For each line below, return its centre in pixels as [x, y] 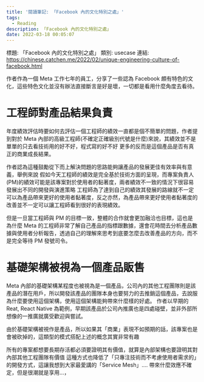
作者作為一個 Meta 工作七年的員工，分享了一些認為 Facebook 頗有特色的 [97, 79]
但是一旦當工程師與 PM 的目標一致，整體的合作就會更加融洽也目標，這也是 [100, 218]
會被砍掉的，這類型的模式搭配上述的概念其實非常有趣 [73, 337]
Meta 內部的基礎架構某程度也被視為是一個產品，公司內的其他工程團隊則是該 [101, 286]
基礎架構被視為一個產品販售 [76, 268]
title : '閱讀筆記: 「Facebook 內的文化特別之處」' [65, 12]
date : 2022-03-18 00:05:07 [40, 35]
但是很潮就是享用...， [43, 373]
